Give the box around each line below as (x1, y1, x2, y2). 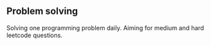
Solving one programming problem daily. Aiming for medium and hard (6, 23, 205, 32)
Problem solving (6, 5, 79, 17)
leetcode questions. (6, 31, 63, 39)
